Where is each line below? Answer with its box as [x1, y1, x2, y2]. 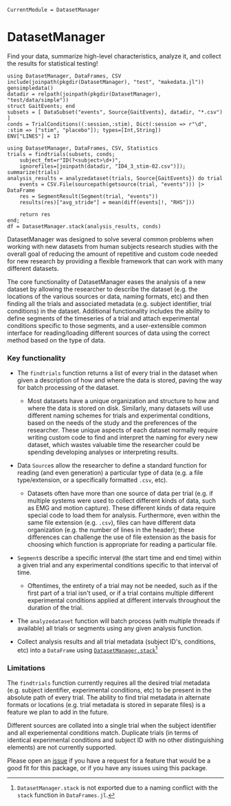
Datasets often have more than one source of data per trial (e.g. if [27, 489, 213, 498]
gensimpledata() [7, 85, 54, 91]
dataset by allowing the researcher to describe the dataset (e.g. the [7, 285, 198, 293]
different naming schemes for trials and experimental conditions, [27, 411, 211, 420]
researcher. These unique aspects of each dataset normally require [27, 426, 219, 435]
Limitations [7, 663, 46, 673]
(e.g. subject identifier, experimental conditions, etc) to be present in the [7, 686, 212, 695]
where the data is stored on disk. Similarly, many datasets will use [27, 404, 214, 413]
